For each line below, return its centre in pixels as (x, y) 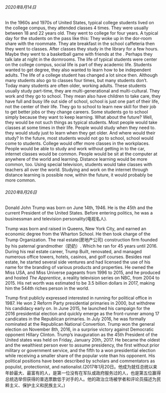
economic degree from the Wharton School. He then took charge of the (78, 234)
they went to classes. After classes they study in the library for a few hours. (82, 49)
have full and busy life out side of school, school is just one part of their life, (82, 101)
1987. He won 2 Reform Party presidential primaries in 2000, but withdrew (80, 303)
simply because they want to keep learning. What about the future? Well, (79, 117)
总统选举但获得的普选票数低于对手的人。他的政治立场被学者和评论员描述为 (81, 379)
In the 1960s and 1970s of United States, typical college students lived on (80, 23)
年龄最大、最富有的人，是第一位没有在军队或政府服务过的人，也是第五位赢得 (83, 373)
